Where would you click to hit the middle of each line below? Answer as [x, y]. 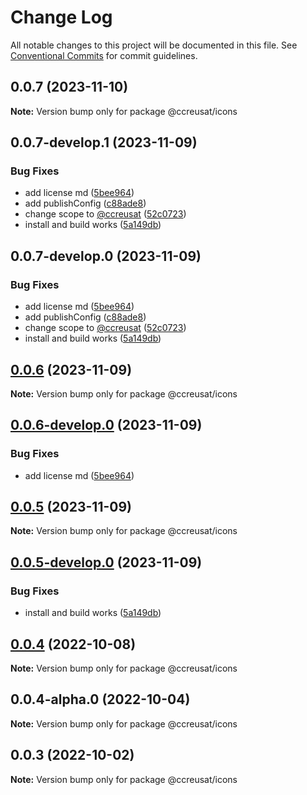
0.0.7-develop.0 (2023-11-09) [106, 256]
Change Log [61, 17]
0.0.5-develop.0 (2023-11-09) [106, 562]
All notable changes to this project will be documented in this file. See [154, 45]
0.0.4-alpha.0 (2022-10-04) [100, 699]
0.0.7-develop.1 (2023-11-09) [104, 142]
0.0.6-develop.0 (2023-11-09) [106, 425]
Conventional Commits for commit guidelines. [104, 55]
